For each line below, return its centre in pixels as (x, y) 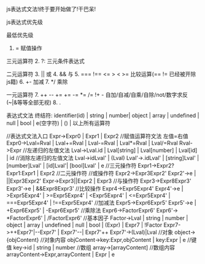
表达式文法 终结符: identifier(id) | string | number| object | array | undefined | (103, 115)
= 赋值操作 (29, 48)
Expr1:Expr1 (21, 173)
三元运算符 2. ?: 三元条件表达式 (45, 61)
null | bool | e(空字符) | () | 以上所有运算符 (58, 123)
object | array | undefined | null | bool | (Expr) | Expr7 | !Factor (84, 225)
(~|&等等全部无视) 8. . (34, 102)
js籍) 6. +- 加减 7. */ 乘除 (37, 82)
